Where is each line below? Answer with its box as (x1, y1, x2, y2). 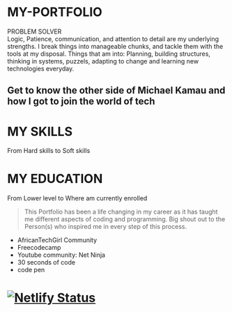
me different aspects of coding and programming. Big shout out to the (24, 215, 226, 223)
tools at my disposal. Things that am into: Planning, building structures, (7, 50, 211, 58)
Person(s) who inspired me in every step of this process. (24, 223, 187, 231)
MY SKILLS (7, 124, 73, 140)
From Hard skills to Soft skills (7, 147, 91, 155)
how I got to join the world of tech (7, 96, 155, 107)
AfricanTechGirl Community (17, 236, 98, 244)
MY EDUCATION (7, 171, 103, 187)
